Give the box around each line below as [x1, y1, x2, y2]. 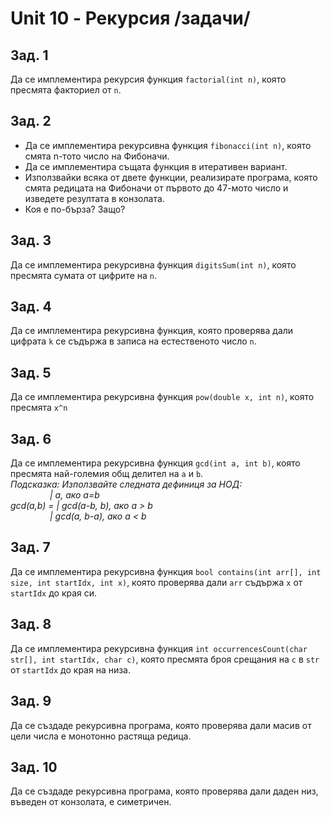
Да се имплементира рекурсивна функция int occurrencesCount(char [10, 642, 308, 654]
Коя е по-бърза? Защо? [24, 203, 126, 215]
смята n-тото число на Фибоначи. [24, 150, 170, 162]
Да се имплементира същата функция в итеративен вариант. [24, 160, 288, 172]
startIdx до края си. [10, 587, 98, 599]
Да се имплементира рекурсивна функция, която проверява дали [10, 325, 294, 337]
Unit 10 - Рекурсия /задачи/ [10, 7, 251, 30]
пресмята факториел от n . [10, 84, 122, 96]
